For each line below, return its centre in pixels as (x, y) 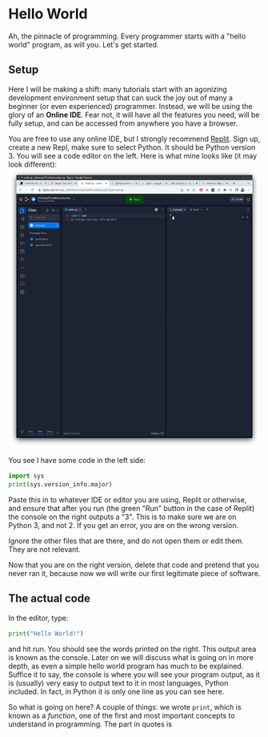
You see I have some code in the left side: (77, 461)
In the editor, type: (38, 618)
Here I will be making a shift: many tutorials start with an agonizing (118, 89)
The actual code (49, 599)
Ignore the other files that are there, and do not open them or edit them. (126, 541)
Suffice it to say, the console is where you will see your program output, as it (134, 675)
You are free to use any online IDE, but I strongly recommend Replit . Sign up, (134, 139)
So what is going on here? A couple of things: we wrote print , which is (125, 707)
